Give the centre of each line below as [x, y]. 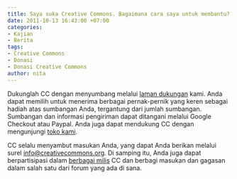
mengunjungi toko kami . [43, 131]
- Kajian [20, 34]
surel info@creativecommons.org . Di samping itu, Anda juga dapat [104, 153]
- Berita [20, 40]
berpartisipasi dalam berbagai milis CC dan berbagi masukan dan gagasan [116, 160]
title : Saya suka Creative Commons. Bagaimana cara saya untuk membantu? [119, 14]
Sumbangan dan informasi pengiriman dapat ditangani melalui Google [109, 116]
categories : [25, 27]
